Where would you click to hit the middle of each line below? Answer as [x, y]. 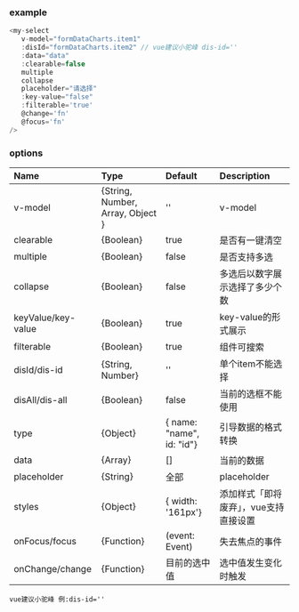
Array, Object [129, 213]
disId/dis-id [39, 369]
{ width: [181, 501]
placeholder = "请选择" [59, 89]
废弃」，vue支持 [252, 507]
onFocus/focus [45, 541]
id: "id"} [181, 444]
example [28, 12]
